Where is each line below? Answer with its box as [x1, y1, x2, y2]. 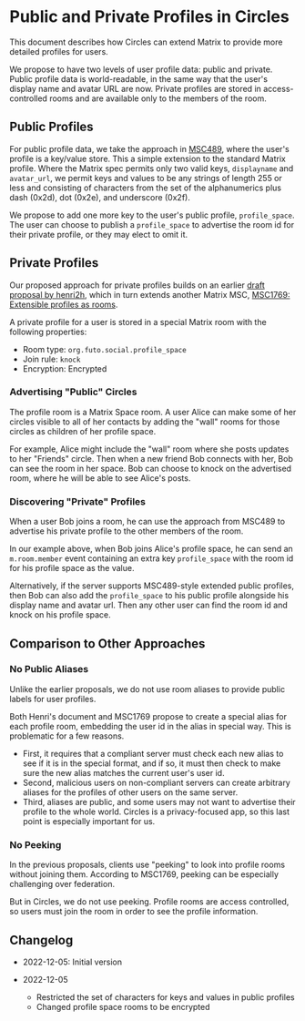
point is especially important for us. [22, 815, 156, 826]
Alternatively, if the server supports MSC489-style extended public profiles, [9, 580, 294, 591]
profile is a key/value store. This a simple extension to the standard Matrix [9, 153, 287, 164]
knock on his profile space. [9, 609, 111, 620]
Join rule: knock [22, 353, 81, 364]
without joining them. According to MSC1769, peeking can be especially [9, 869, 280, 880]
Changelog [9, 932, 74, 948]
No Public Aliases [9, 663, 89, 676]
